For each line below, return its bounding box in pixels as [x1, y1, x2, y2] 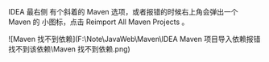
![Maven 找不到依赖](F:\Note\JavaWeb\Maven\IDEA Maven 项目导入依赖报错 [8, 35, 261, 43]
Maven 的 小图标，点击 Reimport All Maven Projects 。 [8, 17, 189, 27]
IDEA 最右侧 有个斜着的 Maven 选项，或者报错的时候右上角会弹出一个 [8, 7, 239, 16]
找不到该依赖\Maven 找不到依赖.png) [8, 44, 130, 54]
